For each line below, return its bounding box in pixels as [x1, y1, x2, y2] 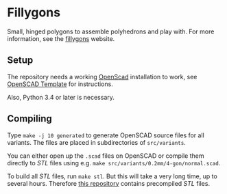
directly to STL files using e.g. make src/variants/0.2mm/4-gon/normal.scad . [7, 158, 221, 167]
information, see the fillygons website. [7, 34, 115, 42]
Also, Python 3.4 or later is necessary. [7, 93, 115, 101]
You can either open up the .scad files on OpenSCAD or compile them [7, 152, 204, 160]
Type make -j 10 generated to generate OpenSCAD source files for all [7, 131, 204, 139]
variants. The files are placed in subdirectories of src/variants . [7, 138, 187, 146]
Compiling [7, 113, 53, 124]
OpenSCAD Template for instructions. [7, 80, 113, 88]
